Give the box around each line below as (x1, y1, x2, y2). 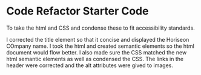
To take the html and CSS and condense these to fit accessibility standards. (6, 24, 195, 31)
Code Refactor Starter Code (6, 4, 149, 18)
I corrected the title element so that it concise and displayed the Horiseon (6, 36, 189, 43)
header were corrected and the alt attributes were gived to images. (6, 62, 174, 69)
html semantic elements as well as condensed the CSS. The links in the (6, 55, 183, 62)
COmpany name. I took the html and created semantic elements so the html (6, 42, 195, 50)
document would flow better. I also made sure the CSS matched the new (6, 48, 187, 56)
